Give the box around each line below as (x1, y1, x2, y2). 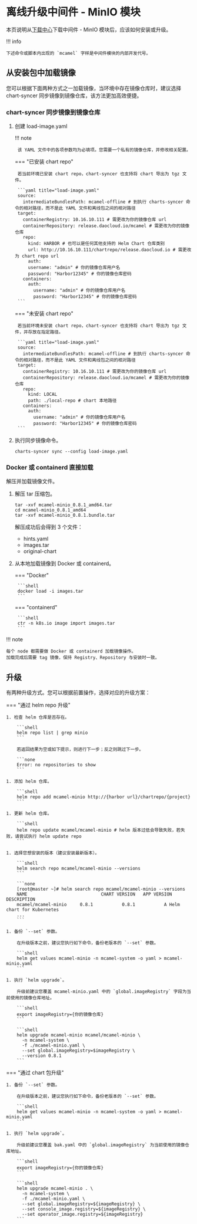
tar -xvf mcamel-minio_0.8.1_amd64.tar (14, 502, 113, 508)
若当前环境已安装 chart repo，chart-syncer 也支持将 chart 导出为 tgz (17, 171, 180, 177)
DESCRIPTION (6, 897, 35, 903)
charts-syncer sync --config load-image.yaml (14, 449, 128, 455)
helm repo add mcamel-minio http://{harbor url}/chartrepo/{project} (16, 794, 191, 800)
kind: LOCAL (28, 392, 58, 398)
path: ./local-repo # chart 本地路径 (28, 398, 117, 404)
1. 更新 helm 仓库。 (6, 810, 52, 817)
